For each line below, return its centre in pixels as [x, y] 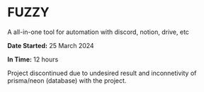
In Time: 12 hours [33, 59]
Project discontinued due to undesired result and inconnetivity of [102, 73]
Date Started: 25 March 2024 [51, 45]
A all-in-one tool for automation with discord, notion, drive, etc [98, 32]
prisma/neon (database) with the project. [67, 80]
